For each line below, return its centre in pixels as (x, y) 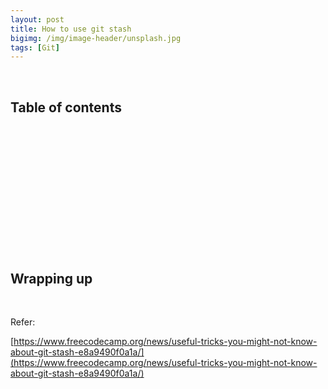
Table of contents (66, 107)
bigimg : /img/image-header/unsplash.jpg (96, 38)
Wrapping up (51, 279)
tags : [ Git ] (35, 47)
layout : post (37, 19)
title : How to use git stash (71, 29)
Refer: (23, 322)
